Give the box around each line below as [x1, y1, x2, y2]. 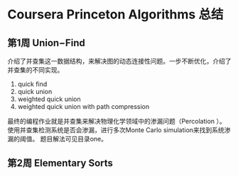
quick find [17, 80, 48, 88]
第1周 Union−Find [7, 37, 85, 49]
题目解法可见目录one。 [40, 135, 108, 143]
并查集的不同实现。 [7, 66, 64, 74]
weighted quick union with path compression [17, 102, 150, 110]
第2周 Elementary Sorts [7, 157, 114, 170]
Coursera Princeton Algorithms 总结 [7, 6, 224, 23]
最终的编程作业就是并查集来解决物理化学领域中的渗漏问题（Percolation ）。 [7, 117, 226, 125]
